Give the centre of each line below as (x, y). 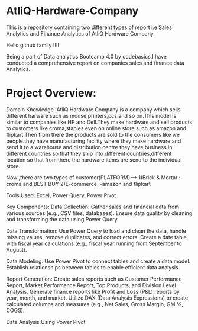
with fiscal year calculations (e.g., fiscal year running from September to (94, 243)
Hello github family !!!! (33, 45)
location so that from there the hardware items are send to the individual (94, 160)
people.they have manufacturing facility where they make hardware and (94, 141)
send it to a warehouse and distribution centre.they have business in (89, 147)
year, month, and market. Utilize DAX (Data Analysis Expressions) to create (97, 298)
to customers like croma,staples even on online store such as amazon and (96, 128)
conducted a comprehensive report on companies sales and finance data (95, 63)
